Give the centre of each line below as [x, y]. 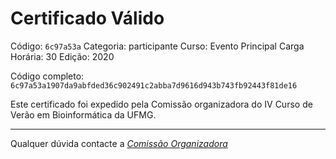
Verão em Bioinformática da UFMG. [83, 114]
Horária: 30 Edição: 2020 [62, 56]
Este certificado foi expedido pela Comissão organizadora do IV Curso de [161, 104]
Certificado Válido [87, 18]
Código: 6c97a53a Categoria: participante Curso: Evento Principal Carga [157, 46]
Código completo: [47, 76]
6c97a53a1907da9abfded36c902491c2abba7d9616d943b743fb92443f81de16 [154, 85]
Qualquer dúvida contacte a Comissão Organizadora [119, 143]
